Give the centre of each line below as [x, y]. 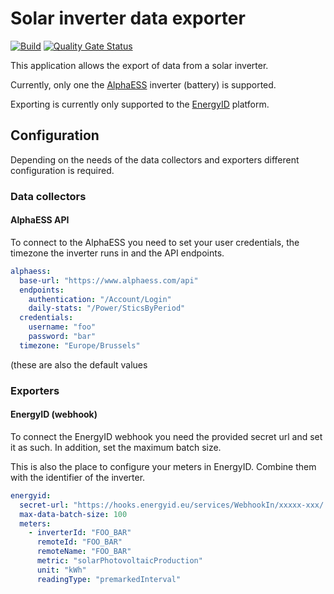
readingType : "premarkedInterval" [109, 579]
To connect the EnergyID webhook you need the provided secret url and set [166, 436]
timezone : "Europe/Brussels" [80, 345]
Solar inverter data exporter [128, 18]
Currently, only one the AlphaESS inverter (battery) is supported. [143, 84]
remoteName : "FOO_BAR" [84, 552]
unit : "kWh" [61, 570]
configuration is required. [62, 170]
